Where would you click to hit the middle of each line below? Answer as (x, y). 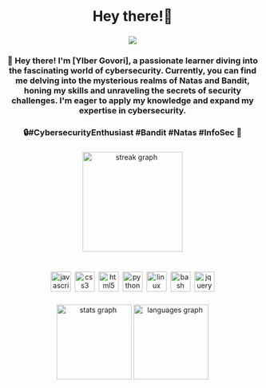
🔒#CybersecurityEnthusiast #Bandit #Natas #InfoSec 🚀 (133, 133)
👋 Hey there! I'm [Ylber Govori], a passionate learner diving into (133, 61)
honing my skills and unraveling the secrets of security (133, 91)
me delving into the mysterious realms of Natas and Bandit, (133, 81)
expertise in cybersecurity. (133, 111)
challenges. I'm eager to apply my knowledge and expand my (133, 101)
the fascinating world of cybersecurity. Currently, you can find (133, 71)
